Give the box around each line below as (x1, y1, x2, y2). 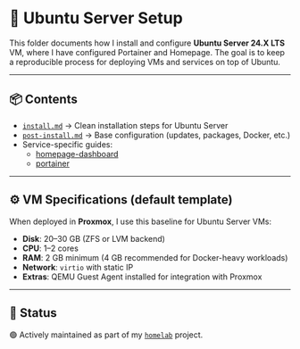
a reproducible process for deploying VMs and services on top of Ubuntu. (9, 56, 281, 67)
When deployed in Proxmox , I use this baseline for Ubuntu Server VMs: (9, 216, 272, 227)
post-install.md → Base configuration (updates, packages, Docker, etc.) (21, 129, 291, 140)
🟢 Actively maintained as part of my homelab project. (9, 329, 204, 340)
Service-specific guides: (21, 138, 113, 150)
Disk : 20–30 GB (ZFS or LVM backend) (21, 233, 165, 244)
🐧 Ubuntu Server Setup (9, 8, 183, 29)
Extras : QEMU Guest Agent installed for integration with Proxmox (21, 271, 262, 282)
